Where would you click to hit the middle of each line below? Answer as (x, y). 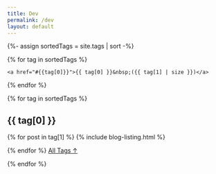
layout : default (30, 26)
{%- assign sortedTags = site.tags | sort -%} (71, 46)
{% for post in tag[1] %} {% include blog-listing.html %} (87, 137)
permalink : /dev (30, 20)
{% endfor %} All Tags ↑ (43, 150)
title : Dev (23, 14)
